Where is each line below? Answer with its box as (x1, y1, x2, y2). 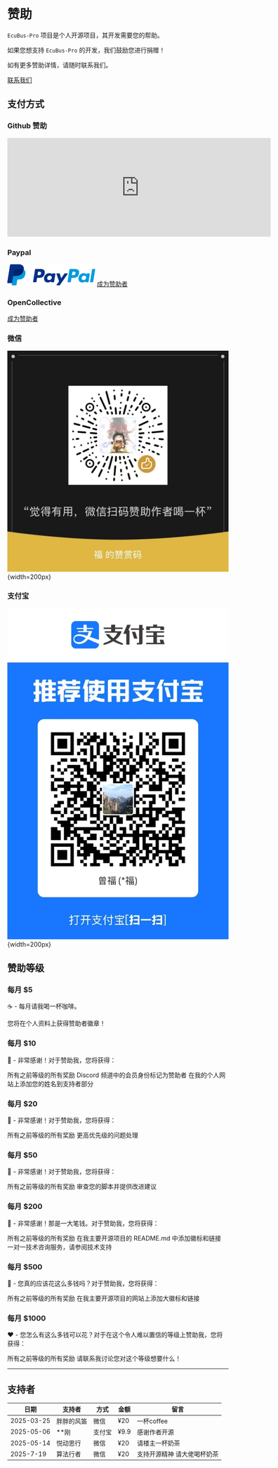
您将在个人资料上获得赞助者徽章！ (7, 1019, 106, 1028)
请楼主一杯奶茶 (136, 1439, 180, 1448)
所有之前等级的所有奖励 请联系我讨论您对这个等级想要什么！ (7, 1354, 181, 1363)
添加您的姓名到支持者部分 (19, 1079, 93, 1088)
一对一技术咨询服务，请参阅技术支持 (7, 1243, 112, 1251)
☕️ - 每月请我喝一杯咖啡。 (7, 1002, 81, 1010)
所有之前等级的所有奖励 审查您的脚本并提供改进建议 (7, 1182, 157, 1191)
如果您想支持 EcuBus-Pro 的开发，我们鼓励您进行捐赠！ (7, 46, 166, 54)
